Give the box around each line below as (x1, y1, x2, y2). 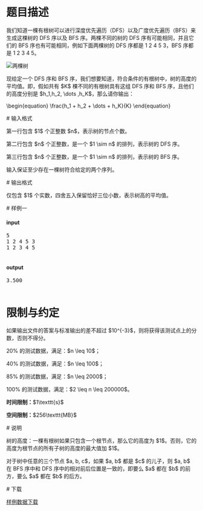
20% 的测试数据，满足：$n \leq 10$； (6, 347, 101, 355)
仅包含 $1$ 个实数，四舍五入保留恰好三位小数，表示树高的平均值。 (6, 191, 172, 199)
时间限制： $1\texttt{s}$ (6, 399, 64, 406)
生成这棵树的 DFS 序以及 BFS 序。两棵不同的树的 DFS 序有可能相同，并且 (6, 34, 189, 41)
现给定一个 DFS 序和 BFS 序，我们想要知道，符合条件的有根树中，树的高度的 (6, 75, 197, 82)
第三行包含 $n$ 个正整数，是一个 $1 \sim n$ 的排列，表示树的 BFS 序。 (6, 153, 183, 160)
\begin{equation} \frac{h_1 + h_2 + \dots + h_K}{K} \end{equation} (6, 102, 171, 109)
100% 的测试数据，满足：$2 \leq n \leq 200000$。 (6, 386, 133, 393)
